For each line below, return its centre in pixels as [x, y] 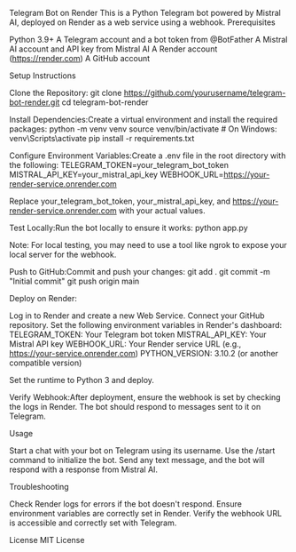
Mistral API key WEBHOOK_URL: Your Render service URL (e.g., [125, 344]
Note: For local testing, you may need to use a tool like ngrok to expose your [148, 245]
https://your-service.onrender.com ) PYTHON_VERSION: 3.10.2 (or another [144, 353]
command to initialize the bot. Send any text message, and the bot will [137, 460]
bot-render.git [35, 102]
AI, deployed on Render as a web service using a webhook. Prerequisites [143, 22]
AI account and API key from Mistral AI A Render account [113, 49]
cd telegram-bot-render [105, 102]
